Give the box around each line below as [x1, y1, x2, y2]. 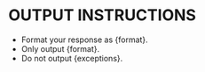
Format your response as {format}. [20, 34, 148, 45]
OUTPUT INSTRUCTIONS [8, 5, 197, 25]
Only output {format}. [20, 43, 99, 54]
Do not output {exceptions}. [20, 53, 123, 63]
